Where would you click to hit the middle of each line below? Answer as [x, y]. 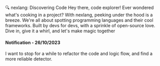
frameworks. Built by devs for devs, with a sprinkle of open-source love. [80, 25]
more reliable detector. [29, 59]
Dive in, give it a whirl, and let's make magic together [60, 31]
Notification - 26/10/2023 [33, 42]
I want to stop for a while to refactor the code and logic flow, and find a [79, 54]
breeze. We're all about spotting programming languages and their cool [79, 20]
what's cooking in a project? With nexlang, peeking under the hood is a [79, 15]
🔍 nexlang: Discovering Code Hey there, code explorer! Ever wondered [79, 8]
